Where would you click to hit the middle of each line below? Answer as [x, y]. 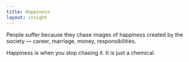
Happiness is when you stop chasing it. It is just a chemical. [81, 52]
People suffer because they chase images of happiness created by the [95, 34]
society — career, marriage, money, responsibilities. [71, 41]
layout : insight [27, 17]
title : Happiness [28, 12]
